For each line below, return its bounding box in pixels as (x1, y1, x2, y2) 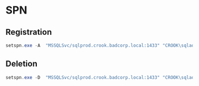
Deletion (5, 59, 38, 69)
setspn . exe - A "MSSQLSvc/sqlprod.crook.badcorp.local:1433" (5, 42, 160, 48)
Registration (5, 27, 52, 37)
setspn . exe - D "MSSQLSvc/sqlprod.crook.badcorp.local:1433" (5, 74, 160, 80)
